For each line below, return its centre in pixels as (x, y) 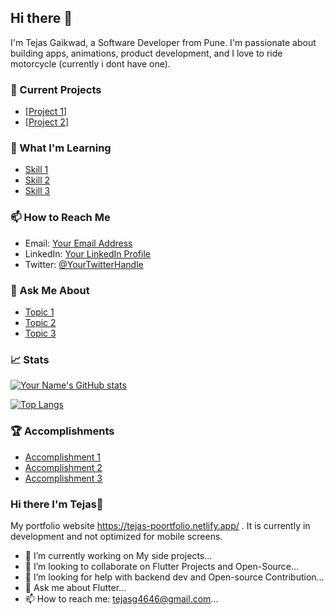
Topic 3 (40, 333)
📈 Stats (30, 359)
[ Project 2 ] (46, 122)
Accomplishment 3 (63, 478)
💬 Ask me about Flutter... (75, 587)
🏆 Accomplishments (62, 431)
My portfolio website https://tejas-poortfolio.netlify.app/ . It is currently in (160, 525)
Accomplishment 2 (63, 467)
